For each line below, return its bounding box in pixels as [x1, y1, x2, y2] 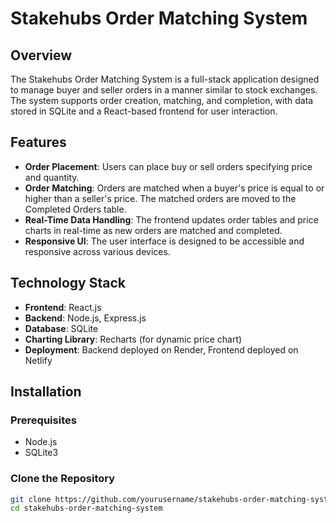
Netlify [24, 354, 53, 366]
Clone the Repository [10, 472, 116, 486]
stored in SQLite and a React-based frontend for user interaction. [10, 105, 278, 117]
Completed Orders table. [24, 203, 127, 215]
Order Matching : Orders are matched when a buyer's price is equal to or [24, 182, 325, 194]
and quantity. [24, 171, 80, 183]
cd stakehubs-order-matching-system [10, 503, 163, 514]
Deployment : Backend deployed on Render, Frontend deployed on [24, 343, 299, 356]
